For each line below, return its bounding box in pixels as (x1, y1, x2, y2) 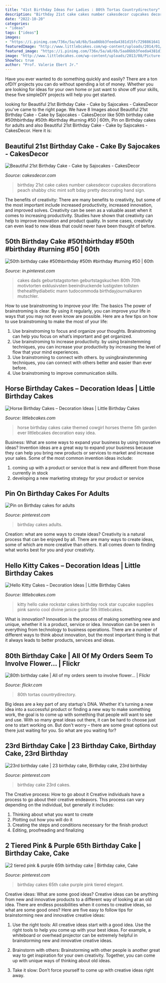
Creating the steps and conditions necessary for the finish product (12, 822, 148, 828)
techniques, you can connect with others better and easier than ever (12, 359, 152, 365)
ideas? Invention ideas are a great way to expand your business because (5, 445, 153, 450)
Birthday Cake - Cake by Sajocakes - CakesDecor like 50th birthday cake (5, 112, 154, 118)
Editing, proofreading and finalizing (12, 827, 84, 833)
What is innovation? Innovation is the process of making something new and (5, 616, 160, 622)
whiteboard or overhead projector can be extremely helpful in (12, 932, 138, 938)
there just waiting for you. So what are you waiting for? (5, 727, 117, 733)
